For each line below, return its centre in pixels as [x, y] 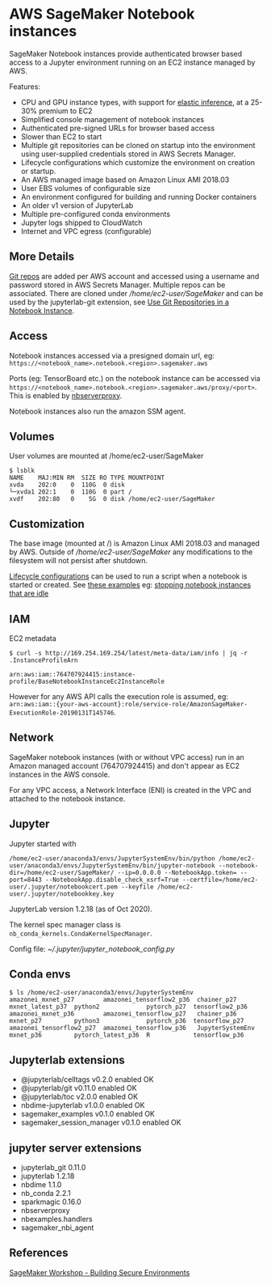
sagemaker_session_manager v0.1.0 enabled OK [101, 1122]
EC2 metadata [33, 638]
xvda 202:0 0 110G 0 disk [67, 485]
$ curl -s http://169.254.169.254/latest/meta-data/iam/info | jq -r [129, 653]
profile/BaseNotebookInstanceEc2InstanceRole [87, 681]
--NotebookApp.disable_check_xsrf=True [112, 880]
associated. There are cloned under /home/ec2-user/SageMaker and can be [136, 293]
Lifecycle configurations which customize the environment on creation [138, 162]
